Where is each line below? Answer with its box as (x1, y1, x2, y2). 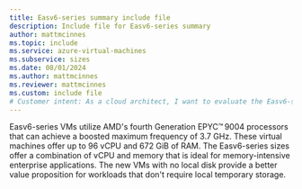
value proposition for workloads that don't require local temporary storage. (9, 169, 286, 180)
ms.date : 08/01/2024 (9, 64, 87, 73)
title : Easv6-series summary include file (9, 13, 171, 22)
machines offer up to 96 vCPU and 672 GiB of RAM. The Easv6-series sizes (9, 140, 290, 151)
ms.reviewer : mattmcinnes (9, 80, 106, 89)
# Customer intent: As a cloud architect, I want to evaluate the (9, 96, 263, 106)
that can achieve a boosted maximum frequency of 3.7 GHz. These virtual (9, 131, 283, 142)
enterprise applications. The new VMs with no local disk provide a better (9, 159, 278, 171)
